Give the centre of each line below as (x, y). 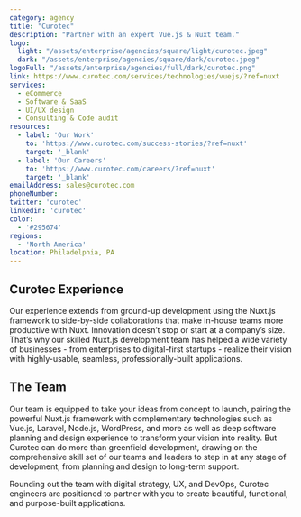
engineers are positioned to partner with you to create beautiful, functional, (149, 494)
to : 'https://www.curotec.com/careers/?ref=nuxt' (121, 169)
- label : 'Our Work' (56, 135)
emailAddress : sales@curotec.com (72, 186)
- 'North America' (52, 245)
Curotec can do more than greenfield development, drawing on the (133, 447)
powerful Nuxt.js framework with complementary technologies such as (141, 418)
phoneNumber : (34, 194)
